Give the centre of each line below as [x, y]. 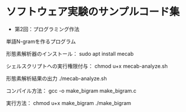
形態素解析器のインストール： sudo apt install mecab [70, 53]
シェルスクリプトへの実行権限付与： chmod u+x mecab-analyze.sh [87, 66]
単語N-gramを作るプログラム [41, 41]
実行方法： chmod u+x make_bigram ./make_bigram [69, 103]
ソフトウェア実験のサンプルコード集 [93, 12]
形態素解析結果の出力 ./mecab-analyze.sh [56, 78]
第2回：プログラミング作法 [47, 29]
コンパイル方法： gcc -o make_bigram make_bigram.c [71, 91]
